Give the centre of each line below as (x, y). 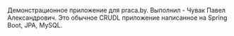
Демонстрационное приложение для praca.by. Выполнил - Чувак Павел (117, 10)
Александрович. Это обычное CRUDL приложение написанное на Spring (117, 18)
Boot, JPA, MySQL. (35, 25)
